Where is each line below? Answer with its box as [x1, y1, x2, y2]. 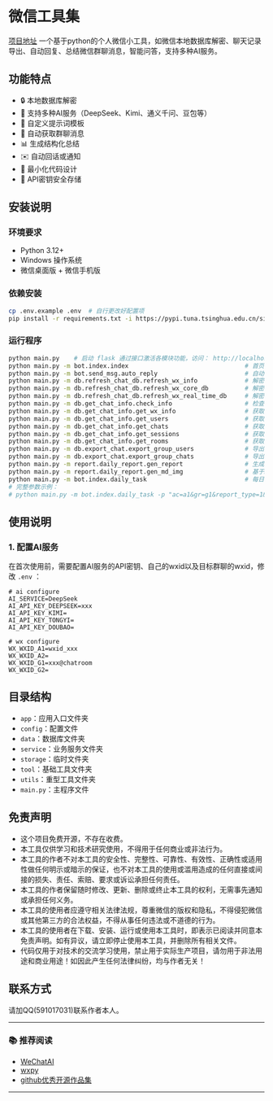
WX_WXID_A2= [8, 652, 49, 660]
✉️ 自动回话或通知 [19, 151, 81, 161]
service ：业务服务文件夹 [19, 744, 103, 754]
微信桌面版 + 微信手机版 [19, 265, 101, 275]
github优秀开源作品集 [19, 1075, 92, 1085]
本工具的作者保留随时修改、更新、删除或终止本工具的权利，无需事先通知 [19, 885, 262, 894]
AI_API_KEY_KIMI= [8, 609, 67, 618]
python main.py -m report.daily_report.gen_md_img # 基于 [8, 467, 265, 476]
